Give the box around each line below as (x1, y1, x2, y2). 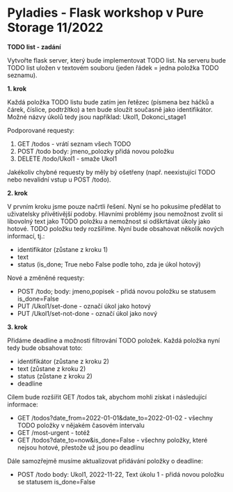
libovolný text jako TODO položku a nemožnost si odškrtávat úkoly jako (7, 217, 211, 225)
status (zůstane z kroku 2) (17, 372, 93, 380)
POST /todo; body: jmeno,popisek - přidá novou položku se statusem (17, 287, 216, 295)
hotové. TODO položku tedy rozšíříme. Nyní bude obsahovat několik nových (7, 224, 225, 232)
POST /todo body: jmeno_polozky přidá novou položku (17, 147, 175, 155)
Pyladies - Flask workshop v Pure (7, 5, 204, 21)
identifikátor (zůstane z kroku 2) (17, 357, 110, 365)
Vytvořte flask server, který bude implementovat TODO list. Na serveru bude (7, 56, 226, 64)
